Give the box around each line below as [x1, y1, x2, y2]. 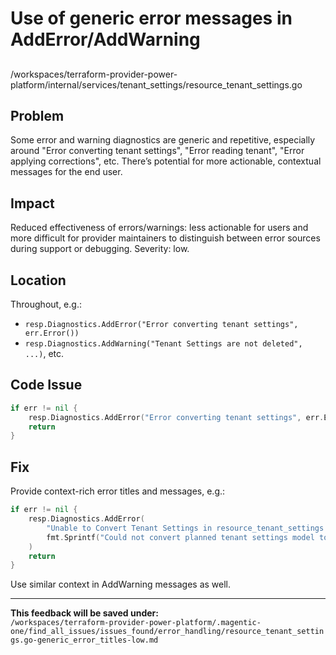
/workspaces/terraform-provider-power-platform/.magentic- [10, 618, 262, 628]
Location [10, 272, 67, 289]
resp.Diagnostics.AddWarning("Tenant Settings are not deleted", [24, 339, 303, 349]
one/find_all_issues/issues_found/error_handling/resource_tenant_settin [10, 627, 325, 637]
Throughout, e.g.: [10, 298, 82, 311]
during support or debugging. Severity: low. [10, 243, 190, 255]
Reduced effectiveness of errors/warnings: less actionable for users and [10, 222, 309, 234]
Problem [10, 107, 65, 124]
